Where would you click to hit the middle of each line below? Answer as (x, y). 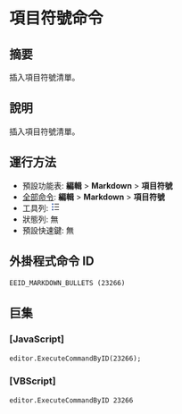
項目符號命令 (57, 18)
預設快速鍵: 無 (48, 230)
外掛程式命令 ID (52, 262)
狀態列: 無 (40, 219)
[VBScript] (33, 381)
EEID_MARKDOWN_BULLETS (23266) (67, 283)
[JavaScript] (37, 339)
